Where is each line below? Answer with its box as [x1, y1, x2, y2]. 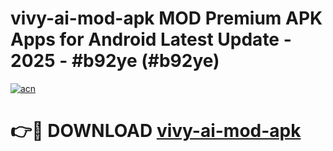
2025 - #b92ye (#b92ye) [10, 50, 220, 72]
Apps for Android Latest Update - [10, 28, 292, 51]
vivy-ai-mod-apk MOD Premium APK [10, 7, 323, 30]
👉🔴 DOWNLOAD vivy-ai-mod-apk [10, 120, 302, 142]
